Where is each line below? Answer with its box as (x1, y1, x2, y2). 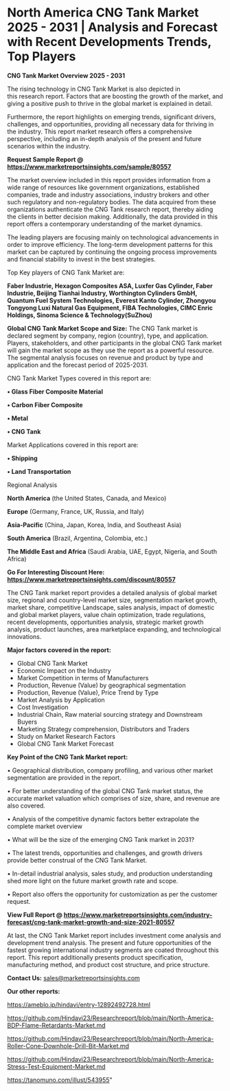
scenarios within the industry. (7, 142, 91, 150)
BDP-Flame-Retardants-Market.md (7, 1021, 106, 1029)
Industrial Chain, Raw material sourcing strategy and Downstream (16, 710, 203, 718)
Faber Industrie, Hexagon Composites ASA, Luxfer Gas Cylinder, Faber (7, 281, 213, 290)
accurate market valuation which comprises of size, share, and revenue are (7, 794, 220, 802)
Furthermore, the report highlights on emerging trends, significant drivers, (7, 112, 216, 121)
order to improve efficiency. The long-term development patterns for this (7, 240, 213, 248)
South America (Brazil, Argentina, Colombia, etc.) (7, 534, 148, 542)
